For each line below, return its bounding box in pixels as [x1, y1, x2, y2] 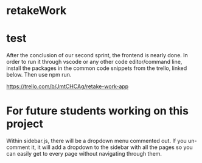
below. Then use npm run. [6, 71, 72, 78]
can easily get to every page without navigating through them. [6, 150, 162, 158]
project [6, 117, 44, 131]
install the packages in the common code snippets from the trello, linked [6, 64, 187, 72]
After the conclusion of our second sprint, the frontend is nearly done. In [6, 52, 189, 59]
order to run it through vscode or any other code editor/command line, [6, 58, 183, 66]
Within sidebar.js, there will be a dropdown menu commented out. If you [6, 137, 187, 145]
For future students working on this [6, 104, 189, 118]
